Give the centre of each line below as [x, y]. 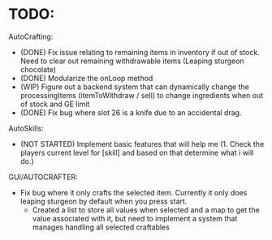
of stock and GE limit [55, 104]
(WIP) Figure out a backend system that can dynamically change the [134, 87]
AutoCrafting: [31, 36]
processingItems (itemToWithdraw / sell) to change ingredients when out [142, 95]
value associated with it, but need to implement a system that [135, 218]
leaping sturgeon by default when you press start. [104, 201]
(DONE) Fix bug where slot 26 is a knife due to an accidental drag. [131, 112]
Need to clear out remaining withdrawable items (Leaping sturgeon [132, 61]
